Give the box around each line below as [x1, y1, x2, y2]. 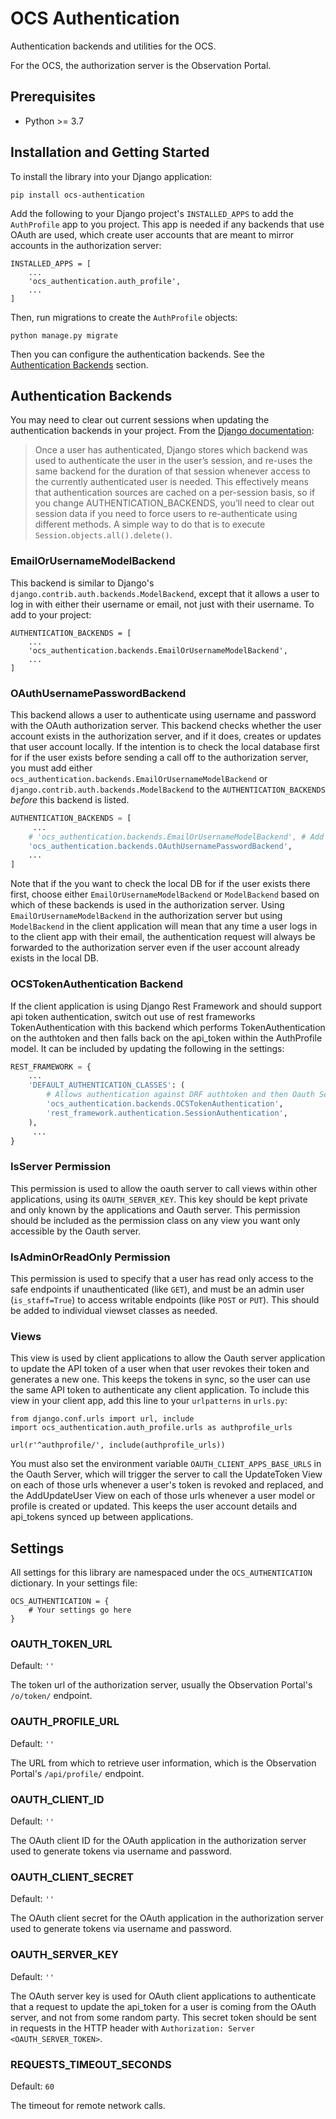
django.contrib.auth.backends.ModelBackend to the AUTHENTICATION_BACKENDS [10, 783, 326, 795]
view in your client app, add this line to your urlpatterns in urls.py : [10, 1395, 288, 1407]
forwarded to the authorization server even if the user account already [10, 942, 300, 954]
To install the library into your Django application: [10, 170, 213, 182]
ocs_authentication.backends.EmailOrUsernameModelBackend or [10, 772, 268, 784]
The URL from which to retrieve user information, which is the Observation [10, 1757, 317, 1769]
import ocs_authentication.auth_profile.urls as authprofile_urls [10, 1423, 293, 1433]
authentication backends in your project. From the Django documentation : [10, 425, 315, 437]
